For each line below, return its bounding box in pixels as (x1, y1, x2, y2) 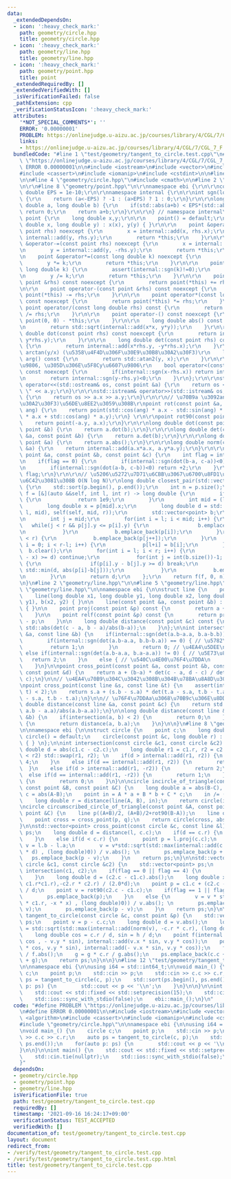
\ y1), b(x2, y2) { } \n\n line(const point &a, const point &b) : (19, 599, 223, 606)
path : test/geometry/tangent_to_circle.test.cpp (13, 1098, 155, 1105)
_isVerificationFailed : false (13, 94, 100, 100)
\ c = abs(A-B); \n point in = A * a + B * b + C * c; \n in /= (19, 791, 220, 798)
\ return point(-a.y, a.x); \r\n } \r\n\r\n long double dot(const (19, 419, 214, 427)
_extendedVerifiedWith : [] (13, 87, 91, 94)
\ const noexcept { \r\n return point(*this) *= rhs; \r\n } (19, 298, 223, 305)
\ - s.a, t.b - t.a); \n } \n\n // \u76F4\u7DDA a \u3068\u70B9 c (19, 694, 192, 702)
